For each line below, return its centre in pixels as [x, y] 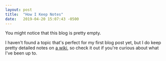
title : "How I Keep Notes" [34, 14]
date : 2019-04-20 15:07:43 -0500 [42, 19]
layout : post [19, 10]
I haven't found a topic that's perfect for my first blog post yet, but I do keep [83, 43]
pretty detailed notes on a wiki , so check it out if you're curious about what [82, 48]
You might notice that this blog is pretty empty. [53, 33]
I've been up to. [21, 53]
